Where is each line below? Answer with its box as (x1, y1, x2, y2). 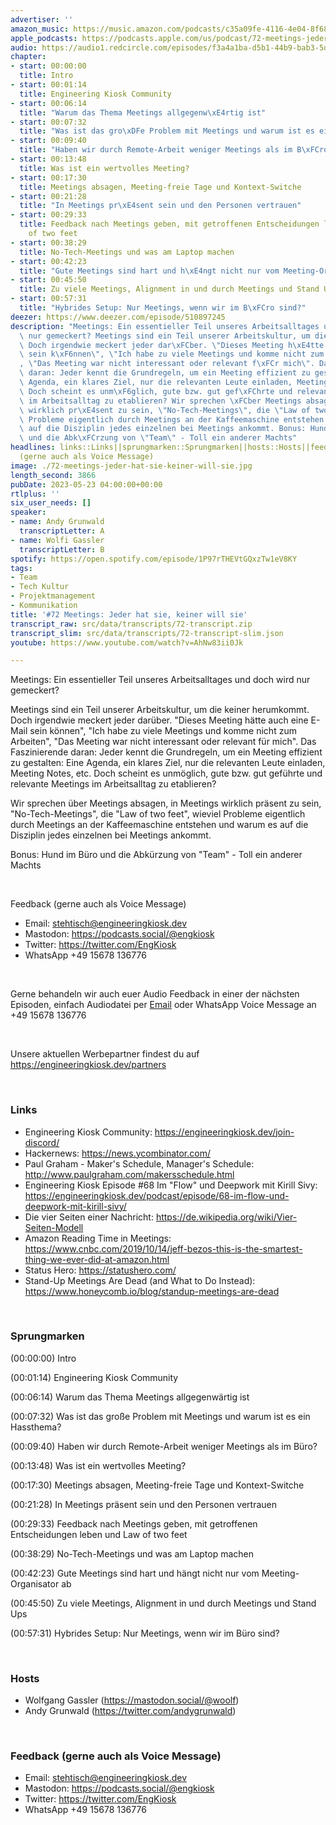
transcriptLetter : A (19, 526, 105, 536)
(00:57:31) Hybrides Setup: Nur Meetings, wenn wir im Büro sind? (10, 1627, 280, 1639)
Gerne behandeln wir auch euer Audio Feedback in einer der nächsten (10, 988, 300, 1000)
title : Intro (19, 71, 74, 81)
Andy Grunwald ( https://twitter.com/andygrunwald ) (24, 1705, 237, 1717)
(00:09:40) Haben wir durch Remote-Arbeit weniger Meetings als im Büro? (10, 1440, 318, 1452)
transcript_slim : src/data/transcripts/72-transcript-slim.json (10, 628, 284, 638)
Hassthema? (10, 1421, 62, 1433)
